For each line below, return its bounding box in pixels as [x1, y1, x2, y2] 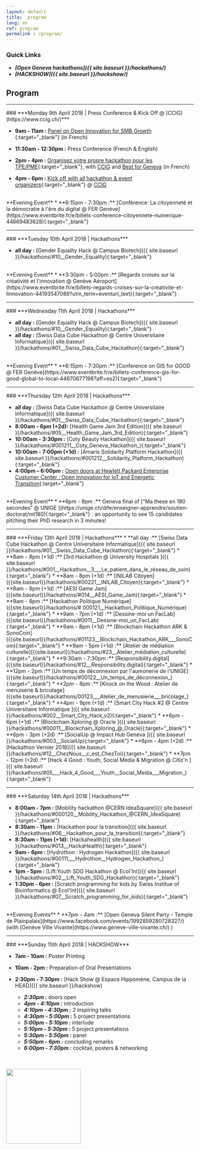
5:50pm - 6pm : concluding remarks [23, 1038, 114, 1045]
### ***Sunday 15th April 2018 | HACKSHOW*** [6, 941, 130, 948]
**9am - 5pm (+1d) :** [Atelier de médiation [65, 642, 174, 649]
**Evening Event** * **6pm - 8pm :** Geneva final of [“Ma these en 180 [6, 498, 186, 505]
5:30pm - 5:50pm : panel [23, 1032, 87, 1039]
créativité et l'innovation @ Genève [6, 277, 92, 285]
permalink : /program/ [6, 31, 62, 37]
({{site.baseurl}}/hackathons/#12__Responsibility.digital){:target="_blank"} [6, 661, 189, 668]
